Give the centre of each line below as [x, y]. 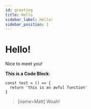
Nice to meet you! [24, 64]
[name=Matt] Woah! [39, 102]
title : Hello [19, 15]
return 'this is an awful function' [49, 88]
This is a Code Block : [28, 74]
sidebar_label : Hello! [29, 19]
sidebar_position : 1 [27, 24]
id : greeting [19, 10]
